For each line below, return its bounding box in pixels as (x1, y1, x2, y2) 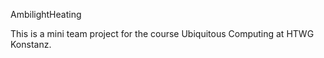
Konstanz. (10, 39, 52, 50)
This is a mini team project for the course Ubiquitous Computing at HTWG (10, 28, 315, 39)
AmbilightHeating (10, 9, 82, 20)
